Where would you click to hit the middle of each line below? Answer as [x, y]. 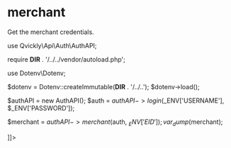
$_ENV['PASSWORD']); [41, 108]
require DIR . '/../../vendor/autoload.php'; [66, 59]
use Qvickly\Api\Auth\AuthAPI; [52, 45]
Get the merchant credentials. [51, 32]
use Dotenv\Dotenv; [36, 73]
